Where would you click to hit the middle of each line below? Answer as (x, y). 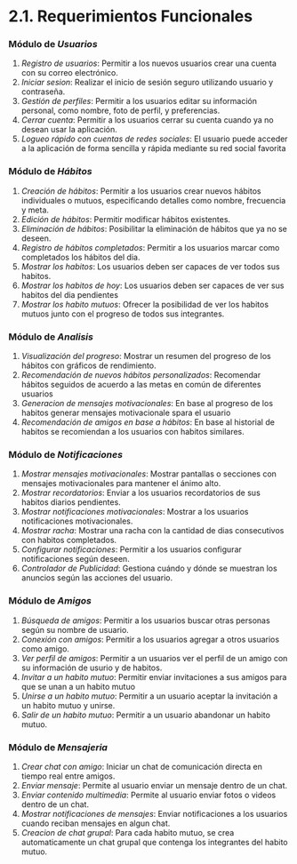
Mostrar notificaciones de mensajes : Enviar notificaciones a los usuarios (154, 813)
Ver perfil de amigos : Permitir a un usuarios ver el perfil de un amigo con (154, 658)
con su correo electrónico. (70, 73)
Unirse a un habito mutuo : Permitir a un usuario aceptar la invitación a (149, 696)
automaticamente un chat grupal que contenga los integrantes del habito (154, 842)
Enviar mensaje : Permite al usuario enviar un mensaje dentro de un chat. (154, 785)
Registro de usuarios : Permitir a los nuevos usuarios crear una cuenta (149, 63)
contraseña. (43, 92)
